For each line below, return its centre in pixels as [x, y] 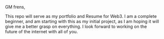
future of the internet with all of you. [41, 32]
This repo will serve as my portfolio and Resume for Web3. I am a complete [81, 16]
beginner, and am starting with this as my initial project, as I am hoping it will [82, 21]
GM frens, [15, 7]
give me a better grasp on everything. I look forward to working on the [76, 26]
